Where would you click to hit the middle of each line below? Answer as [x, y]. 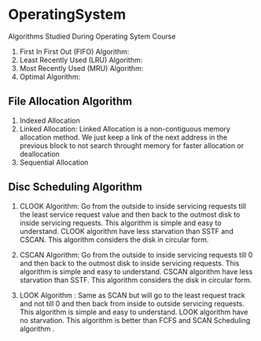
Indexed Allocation [50, 120]
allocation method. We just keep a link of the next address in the [123, 137]
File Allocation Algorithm [70, 101]
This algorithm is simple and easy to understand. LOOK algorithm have [134, 312]
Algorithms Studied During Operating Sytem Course [92, 36]
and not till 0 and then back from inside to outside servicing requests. [132, 303]
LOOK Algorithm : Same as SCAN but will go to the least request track [132, 295]
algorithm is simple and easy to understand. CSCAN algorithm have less [136, 271]
